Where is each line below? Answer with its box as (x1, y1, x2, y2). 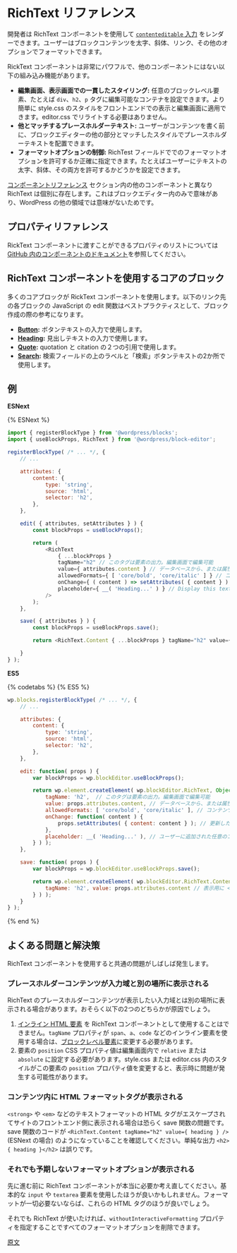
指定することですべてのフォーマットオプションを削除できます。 (19, 1223, 204, 1231)
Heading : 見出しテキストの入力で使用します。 (17, 334, 152, 342)
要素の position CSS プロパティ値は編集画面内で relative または (17, 1046, 207, 1055)
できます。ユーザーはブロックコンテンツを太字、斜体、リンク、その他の (13, 38, 222, 47)
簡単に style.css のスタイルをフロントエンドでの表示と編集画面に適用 (17, 104, 221, 112)
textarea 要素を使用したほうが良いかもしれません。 (52, 1190, 204, 1199)
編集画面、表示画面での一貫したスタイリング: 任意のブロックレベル (17, 86, 214, 95)
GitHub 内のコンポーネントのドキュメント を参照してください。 (7, 250, 190, 258)
